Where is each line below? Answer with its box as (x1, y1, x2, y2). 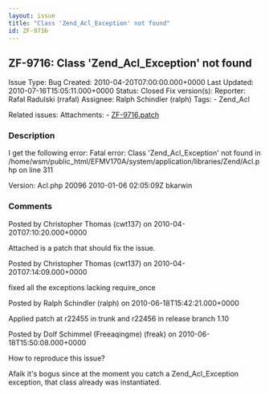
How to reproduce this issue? (8, 353, 106, 363)
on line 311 (18, 165, 54, 175)
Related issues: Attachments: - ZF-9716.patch (8, 110, 160, 120)
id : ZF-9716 (8, 26, 48, 34)
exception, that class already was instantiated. (8, 377, 162, 387)
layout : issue (8, 11, 56, 20)
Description (8, 130, 55, 141)
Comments (8, 201, 52, 212)
